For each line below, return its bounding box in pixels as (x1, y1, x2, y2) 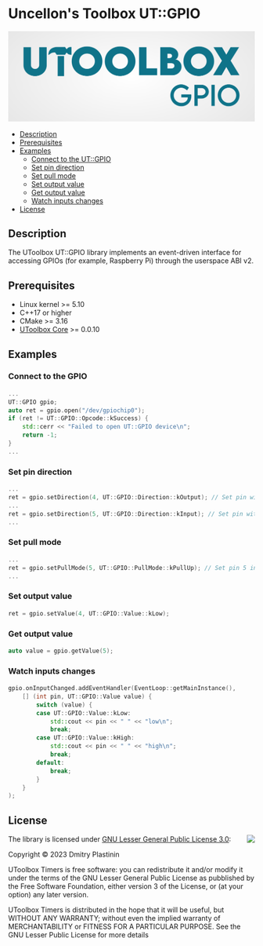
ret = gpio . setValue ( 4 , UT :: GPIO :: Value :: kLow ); (8, 609, 170, 617)
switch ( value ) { (36, 700, 92, 709)
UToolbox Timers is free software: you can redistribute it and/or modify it (8, 865, 243, 875)
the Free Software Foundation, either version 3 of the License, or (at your (8, 882, 244, 891)
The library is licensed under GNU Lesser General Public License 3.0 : (8, 835, 232, 844)
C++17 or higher (19, 308, 72, 318)
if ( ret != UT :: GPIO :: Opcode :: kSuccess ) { (8, 415, 149, 422)
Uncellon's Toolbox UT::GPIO (8, 5, 201, 23)
